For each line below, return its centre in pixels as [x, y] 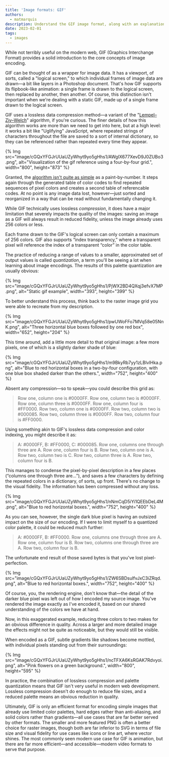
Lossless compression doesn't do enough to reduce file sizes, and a [76, 691]
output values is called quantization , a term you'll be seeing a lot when [78, 260]
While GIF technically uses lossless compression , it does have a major [78, 208]
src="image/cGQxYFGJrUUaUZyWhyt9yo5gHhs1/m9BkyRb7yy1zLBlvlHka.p [84, 362]
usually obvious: [22, 271]
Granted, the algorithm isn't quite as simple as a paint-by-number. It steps [82, 177]
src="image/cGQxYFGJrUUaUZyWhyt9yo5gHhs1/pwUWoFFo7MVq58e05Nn [84, 321]
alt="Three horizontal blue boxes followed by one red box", [83, 327]
